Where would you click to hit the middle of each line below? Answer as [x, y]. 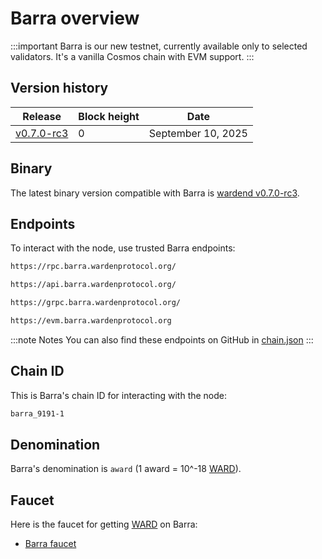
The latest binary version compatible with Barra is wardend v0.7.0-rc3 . [155, 193]
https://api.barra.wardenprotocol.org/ [93, 285]
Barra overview [75, 18]
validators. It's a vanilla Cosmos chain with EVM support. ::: [132, 56]
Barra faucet [50, 544]
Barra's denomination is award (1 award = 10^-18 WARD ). [126, 469]
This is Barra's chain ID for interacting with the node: [119, 395]
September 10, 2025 [198, 133]
